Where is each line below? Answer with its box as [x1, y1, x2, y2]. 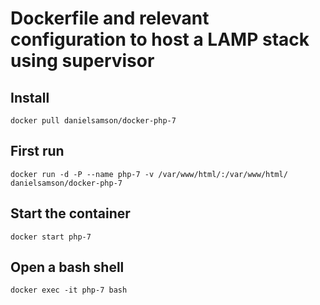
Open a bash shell [10, 259, 125, 276]
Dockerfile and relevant [10, 7, 210, 30]
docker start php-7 [10, 232, 92, 242]
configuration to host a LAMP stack [10, 28, 310, 51]
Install [10, 89, 50, 106]
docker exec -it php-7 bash [10, 285, 128, 296]
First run [10, 143, 65, 160]
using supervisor [10, 50, 155, 72]
